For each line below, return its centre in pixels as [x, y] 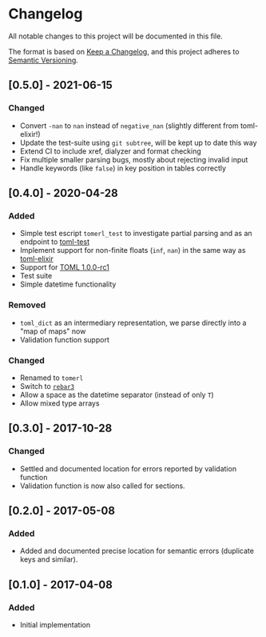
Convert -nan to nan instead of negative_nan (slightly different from [129, 126]
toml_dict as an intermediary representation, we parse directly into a [133, 323]
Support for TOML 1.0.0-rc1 [64, 267]
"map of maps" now [53, 331]
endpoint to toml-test [55, 242]
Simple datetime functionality [68, 284]
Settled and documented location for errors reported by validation [128, 468]
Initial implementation [55, 624]
